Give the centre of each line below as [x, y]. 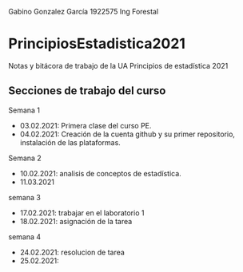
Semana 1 [24, 110]
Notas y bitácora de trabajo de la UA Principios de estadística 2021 [118, 65]
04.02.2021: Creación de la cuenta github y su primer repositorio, [127, 134]
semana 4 [25, 237]
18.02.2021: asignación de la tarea [76, 221]
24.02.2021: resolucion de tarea [72, 252]
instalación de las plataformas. [70, 142]
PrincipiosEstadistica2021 [97, 44]
